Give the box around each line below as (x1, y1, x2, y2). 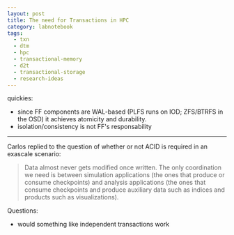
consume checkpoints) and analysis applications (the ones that (24, 179, 206, 187)
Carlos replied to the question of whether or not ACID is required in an (7, 142, 208, 151)
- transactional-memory (13, 56, 82, 63)
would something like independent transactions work (17, 220, 169, 229)
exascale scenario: (7, 150, 61, 158)
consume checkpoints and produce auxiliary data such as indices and (24, 185, 225, 194)
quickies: (7, 94, 33, 103)
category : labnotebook (7, 23, 73, 30)
